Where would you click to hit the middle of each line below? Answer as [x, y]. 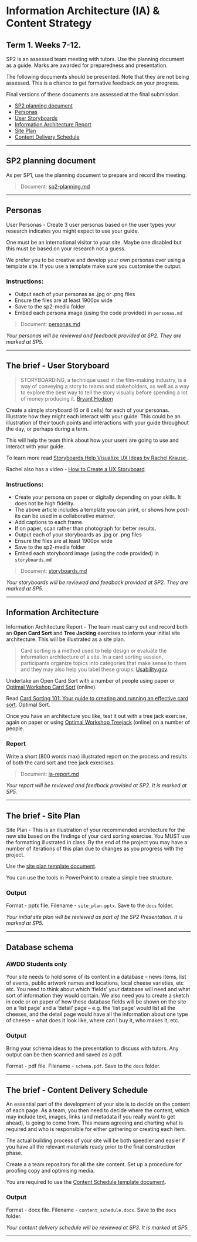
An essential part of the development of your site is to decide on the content [98, 1104]
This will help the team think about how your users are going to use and [92, 440]
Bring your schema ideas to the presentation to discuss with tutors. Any [92, 1048]
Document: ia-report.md [50, 774]
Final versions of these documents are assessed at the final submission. [93, 94]
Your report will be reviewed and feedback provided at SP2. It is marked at [96, 786]
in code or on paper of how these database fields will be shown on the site [96, 1001]
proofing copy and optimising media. [50, 1171]
